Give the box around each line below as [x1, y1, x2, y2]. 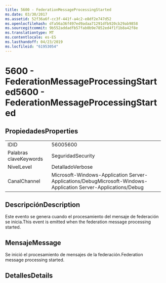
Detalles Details [5, 271, 53, 280]
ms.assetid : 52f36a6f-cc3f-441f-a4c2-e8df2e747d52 [5, 16, 112, 21]
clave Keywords [7, 155, 43, 162]
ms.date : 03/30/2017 [5, 12, 48, 17]
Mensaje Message [5, 238, 61, 247]
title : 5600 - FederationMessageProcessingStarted [5, 7, 112, 12]
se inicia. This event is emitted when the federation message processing [5, 219, 151, 225]
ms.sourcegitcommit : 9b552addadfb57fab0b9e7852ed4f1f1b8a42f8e [5, 26, 138, 31]
